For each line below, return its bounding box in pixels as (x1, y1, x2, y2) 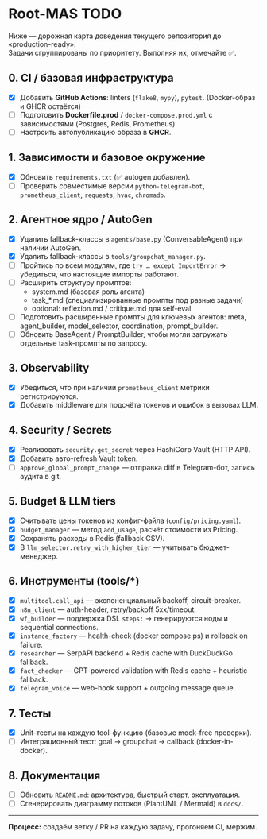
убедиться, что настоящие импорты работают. (19, 269, 179, 279)
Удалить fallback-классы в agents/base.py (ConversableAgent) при (19, 234, 244, 243)
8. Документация (8, 768, 101, 783)
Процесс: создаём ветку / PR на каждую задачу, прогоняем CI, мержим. (8, 822, 257, 832)
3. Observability (8, 362, 90, 375)
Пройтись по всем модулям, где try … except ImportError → (19, 260, 226, 270)
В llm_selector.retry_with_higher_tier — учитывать (19, 543, 198, 552)
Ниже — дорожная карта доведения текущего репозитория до (8, 31, 222, 41)
